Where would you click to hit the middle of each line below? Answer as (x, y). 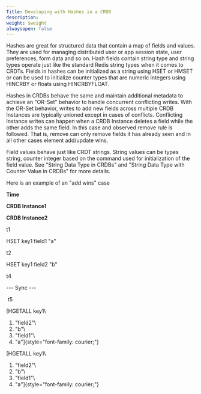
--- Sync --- (21, 288)
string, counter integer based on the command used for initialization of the (98, 159)
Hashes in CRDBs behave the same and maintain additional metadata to (95, 96)
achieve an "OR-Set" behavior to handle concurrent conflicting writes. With (99, 102)
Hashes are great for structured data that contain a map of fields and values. (101, 46)
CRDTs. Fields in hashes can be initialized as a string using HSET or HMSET (100, 71)
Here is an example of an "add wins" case (58, 183)
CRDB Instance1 (26, 206)
